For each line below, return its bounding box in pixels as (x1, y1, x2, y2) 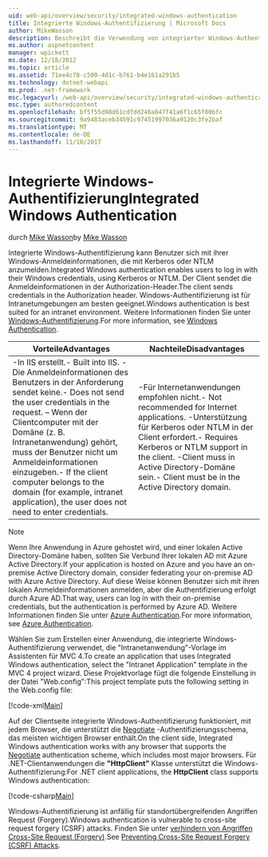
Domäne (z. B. (12, 427, 65, 438)
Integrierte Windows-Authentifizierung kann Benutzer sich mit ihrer (8, 248, 229, 258)
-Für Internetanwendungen (138, 382, 241, 393)
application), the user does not (12, 497, 128, 508)
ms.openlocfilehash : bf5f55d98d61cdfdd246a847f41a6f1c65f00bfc (8, 109, 223, 117)
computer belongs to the (12, 477, 105, 488)
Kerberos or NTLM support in (138, 442, 248, 453)
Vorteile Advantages (32, 343, 110, 355)
